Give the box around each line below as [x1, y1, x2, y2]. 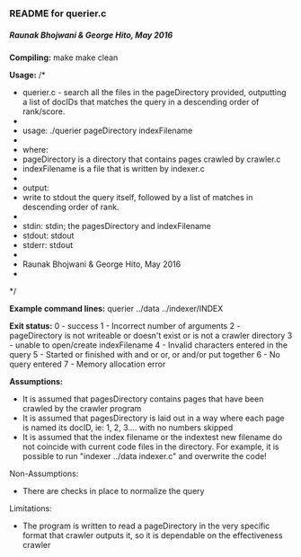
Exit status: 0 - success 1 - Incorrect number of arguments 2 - [9, 320, 241, 331]
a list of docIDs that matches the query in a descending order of [22, 96, 260, 107]
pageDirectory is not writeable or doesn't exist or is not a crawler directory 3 [9, 330, 293, 340]
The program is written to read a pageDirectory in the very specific [22, 520, 270, 531]
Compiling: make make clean [9, 52, 119, 63]
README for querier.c [9, 7, 107, 20]
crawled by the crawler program [22, 402, 142, 413]
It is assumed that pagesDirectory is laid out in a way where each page [22, 412, 285, 423]
